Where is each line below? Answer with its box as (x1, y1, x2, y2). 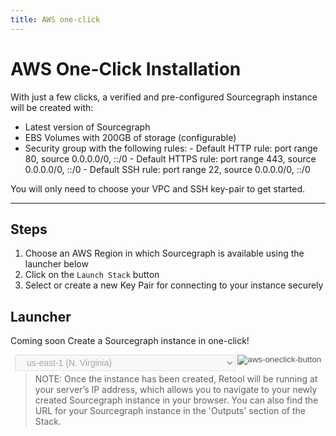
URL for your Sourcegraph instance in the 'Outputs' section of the (34, 405, 307, 417)
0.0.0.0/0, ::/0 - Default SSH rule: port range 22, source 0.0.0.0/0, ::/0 (24, 163, 311, 175)
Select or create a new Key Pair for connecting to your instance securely (24, 279, 324, 291)
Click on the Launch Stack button (24, 269, 160, 281)
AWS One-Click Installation (10, 57, 242, 80)
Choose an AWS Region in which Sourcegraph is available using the (24, 247, 305, 260)
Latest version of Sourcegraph (24, 121, 151, 133)
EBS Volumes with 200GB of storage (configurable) (24, 131, 237, 143)
